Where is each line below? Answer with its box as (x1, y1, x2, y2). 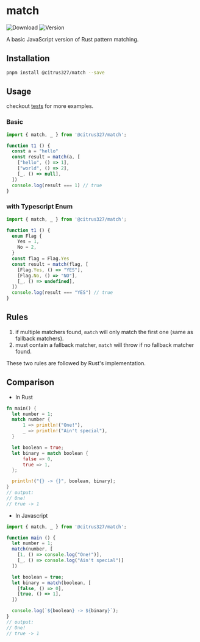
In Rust (15, 393, 34, 401)
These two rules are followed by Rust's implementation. (6, 359, 146, 366)
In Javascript (15, 512, 48, 519)
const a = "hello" (12, 148, 59, 154)
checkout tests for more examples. (6, 102, 94, 110)
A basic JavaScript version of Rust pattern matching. (6, 35, 139, 43)
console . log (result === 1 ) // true (12, 182, 102, 188)
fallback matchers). (15, 335, 64, 342)
